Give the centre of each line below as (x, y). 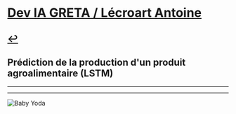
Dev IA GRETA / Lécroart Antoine (105, 13)
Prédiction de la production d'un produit (97, 62)
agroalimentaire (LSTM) (60, 73)
